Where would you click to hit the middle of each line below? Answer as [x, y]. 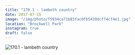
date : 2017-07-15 [23, 14]
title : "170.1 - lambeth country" [41, 10]
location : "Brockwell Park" [34, 24]
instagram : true [22, 28]
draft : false [19, 33]
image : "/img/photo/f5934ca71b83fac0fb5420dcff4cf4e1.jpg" [68, 19]
